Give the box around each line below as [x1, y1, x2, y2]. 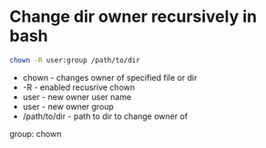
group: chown [9, 128, 62, 139]
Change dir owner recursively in [9, 6, 258, 27]
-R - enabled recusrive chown [22, 82, 135, 93]
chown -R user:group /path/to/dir [9, 55, 141, 64]
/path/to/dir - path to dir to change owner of [22, 111, 189, 122]
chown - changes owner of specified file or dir [22, 72, 198, 83]
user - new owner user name [22, 91, 132, 102]
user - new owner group [22, 101, 114, 112]
